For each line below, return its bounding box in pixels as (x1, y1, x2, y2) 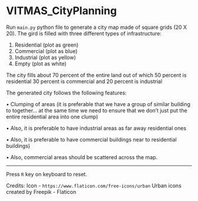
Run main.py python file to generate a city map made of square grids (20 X (6, 24, 187, 31)
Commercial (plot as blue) (14, 47, 78, 54)
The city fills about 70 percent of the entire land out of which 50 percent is (6, 71, 187, 78)
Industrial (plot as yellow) (14, 54, 77, 61)
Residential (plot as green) (14, 41, 79, 48)
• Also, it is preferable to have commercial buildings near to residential (6, 136, 177, 143)
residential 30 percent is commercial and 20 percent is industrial (6, 78, 163, 85)
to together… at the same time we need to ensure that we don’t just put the (6, 107, 187, 114)
